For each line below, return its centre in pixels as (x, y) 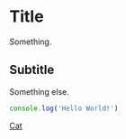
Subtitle (32, 70)
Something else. (39, 91)
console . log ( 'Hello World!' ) (64, 108)
